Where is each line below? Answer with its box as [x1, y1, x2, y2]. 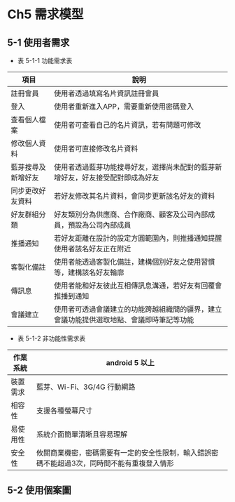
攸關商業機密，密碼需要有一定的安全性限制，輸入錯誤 [36, 448, 212, 457]
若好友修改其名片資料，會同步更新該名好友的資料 [53, 191, 215, 201]
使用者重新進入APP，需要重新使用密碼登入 [53, 102, 194, 111]
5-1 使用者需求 [7, 37, 70, 48]
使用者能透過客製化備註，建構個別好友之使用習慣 [53, 257, 215, 267]
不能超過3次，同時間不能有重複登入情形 [43, 458, 174, 468]
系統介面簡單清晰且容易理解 [36, 430, 128, 439]
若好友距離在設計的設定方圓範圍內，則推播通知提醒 [53, 233, 222, 243]
